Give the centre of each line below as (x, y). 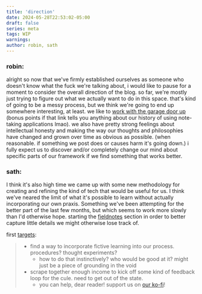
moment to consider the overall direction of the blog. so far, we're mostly (97, 92)
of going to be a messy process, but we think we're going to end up (90, 105)
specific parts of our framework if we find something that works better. (94, 156)
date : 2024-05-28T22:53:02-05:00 (48, 17)
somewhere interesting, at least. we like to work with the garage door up (96, 111)
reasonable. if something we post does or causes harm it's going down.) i (97, 143)
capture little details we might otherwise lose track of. (73, 223)
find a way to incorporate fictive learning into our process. (102, 247)
